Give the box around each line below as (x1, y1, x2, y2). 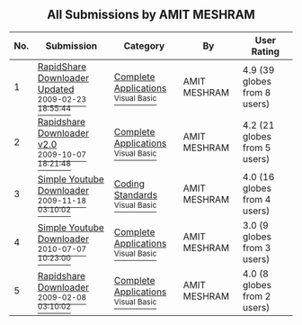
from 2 (242, 290, 271, 302)
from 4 (242, 193, 271, 205)
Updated (37, 83, 75, 95)
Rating (251, 45, 280, 58)
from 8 (242, 86, 271, 98)
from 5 (242, 141, 271, 154)
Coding (113, 177, 146, 190)
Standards (113, 188, 158, 201)
